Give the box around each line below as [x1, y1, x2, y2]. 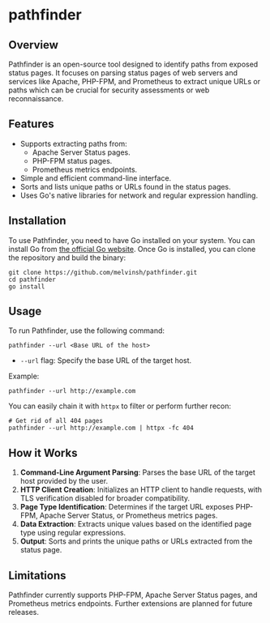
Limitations [8, 569, 66, 582]
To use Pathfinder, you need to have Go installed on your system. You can [8, 235, 255, 245]
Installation [8, 214, 66, 228]
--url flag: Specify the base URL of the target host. [19, 356, 192, 365]
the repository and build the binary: [8, 253, 126, 262]
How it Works [8, 446, 78, 459]
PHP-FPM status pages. [32, 156, 113, 165]
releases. [8, 608, 39, 617]
